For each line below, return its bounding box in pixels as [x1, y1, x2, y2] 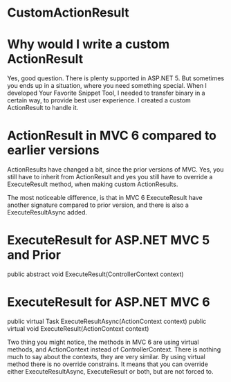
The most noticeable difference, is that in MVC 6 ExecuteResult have [7, 194, 203, 202]
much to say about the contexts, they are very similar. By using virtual [7, 352, 205, 361]
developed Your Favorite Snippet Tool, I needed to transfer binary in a [7, 89, 205, 98]
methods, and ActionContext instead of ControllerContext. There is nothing [7, 345, 221, 354]
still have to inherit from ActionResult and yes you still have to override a [7, 173, 213, 181]
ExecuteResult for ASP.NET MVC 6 [7, 294, 210, 310]
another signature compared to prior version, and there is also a [7, 201, 189, 209]
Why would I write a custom [7, 37, 170, 53]
